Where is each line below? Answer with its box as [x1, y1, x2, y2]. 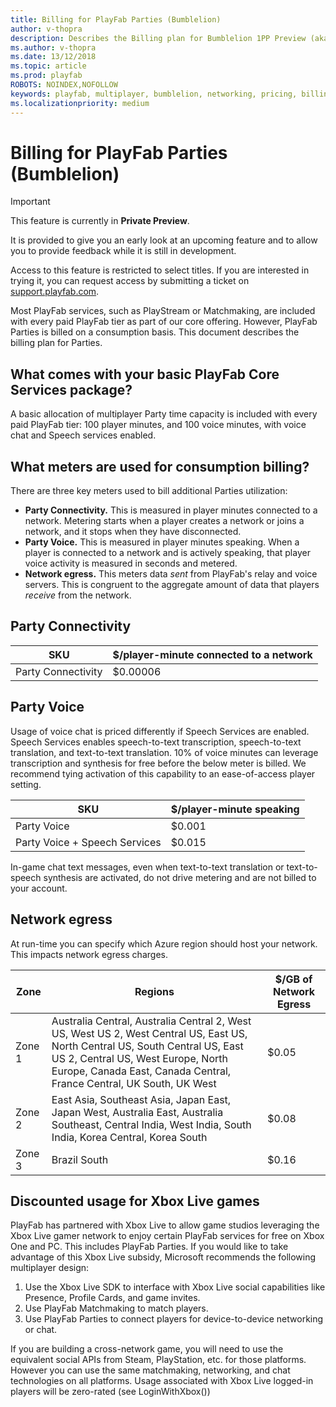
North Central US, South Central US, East [51, 1039, 244, 1053]
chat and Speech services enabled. [10, 429, 157, 441]
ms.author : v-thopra [10, 42, 97, 53]
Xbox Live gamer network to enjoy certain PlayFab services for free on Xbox [10, 1230, 325, 1242]
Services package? [10, 381, 133, 398]
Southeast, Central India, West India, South [51, 1117, 252, 1131]
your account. [10, 882, 68, 894]
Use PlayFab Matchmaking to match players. [24, 1302, 209, 1315]
